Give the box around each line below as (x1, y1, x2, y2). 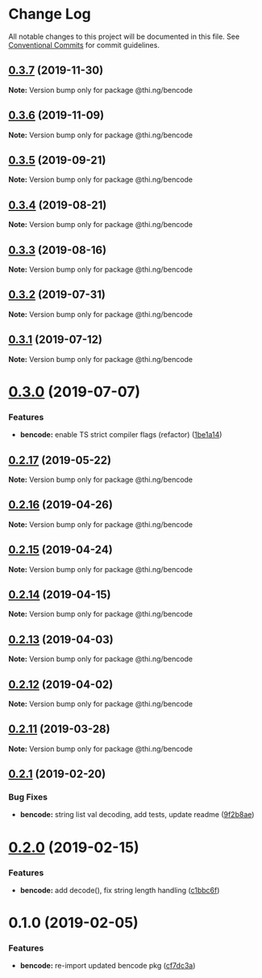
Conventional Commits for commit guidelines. (8, 40, 160, 49)
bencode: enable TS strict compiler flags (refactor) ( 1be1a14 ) (19, 430, 222, 440)
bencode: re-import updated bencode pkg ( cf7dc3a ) (19, 961, 196, 971)
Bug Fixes (8, 791, 48, 803)
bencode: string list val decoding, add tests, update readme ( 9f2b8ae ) (19, 810, 255, 820)
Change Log (8, 5, 91, 23)
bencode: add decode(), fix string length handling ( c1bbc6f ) (19, 885, 220, 895)
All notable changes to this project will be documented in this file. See (8, 32, 240, 41)
